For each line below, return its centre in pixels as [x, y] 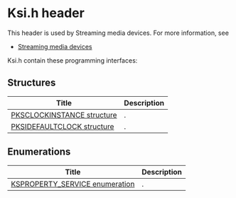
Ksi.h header [46, 13]
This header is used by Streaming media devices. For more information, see [118, 33]
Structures [32, 83]
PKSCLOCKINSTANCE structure [64, 115]
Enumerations [39, 152]
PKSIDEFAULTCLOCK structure [63, 126]
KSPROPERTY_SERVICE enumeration [73, 184]
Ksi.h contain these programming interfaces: [73, 60]
